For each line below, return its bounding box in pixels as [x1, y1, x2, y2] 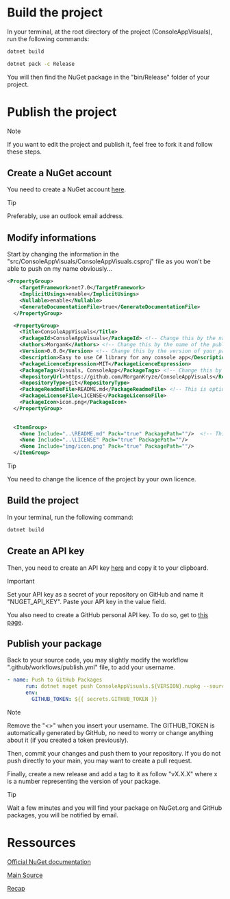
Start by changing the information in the [7, 250, 120, 259]
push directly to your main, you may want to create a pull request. [7, 756, 192, 765]
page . [7, 618, 24, 626]
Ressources [7, 835, 77, 850]
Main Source [7, 871, 43, 879]
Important [7, 577, 35, 585]
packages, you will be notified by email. [7, 811, 118, 819]
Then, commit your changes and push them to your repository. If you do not [7, 749, 221, 757]
